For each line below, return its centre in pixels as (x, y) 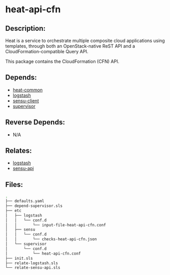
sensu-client (26, 100)
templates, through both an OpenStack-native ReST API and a (70, 46)
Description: (26, 28)
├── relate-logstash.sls (32, 263)
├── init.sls (19, 258)
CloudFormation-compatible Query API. (47, 51)
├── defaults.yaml (25, 201)
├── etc (14, 210)
